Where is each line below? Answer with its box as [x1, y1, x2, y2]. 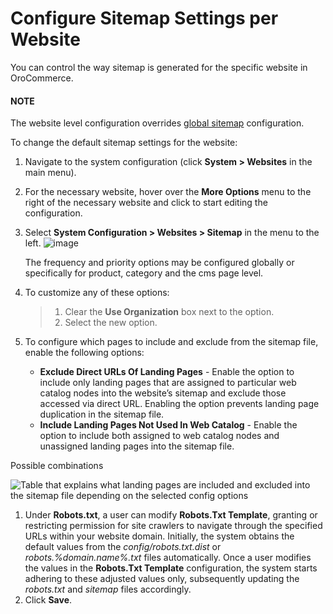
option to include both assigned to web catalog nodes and [39, 430, 280, 442]
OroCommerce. [10, 72, 74, 84]
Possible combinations [10, 460, 104, 472]
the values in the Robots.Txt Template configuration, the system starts [24, 562, 318, 574]
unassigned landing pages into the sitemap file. [39, 440, 235, 452]
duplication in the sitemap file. [39, 408, 165, 421]
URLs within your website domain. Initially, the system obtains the [24, 530, 295, 542]
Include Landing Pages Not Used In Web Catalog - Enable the [39, 419, 298, 431]
